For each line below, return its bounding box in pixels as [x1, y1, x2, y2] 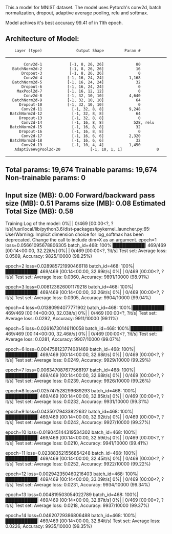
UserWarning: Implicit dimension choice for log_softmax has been [5, 231, 144, 237]
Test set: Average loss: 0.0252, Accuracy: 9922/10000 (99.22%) [14, 461, 151, 467]
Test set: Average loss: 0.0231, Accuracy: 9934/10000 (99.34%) [14, 482, 150, 488]
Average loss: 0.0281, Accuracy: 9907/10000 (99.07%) [5, 336, 121, 342]
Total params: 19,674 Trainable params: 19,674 [5, 166, 158, 174]
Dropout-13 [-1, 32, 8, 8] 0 [18, 115, 141, 121]
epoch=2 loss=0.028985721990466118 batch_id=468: [5, 263, 120, 269]
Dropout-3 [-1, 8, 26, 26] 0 [21, 71, 141, 76]
